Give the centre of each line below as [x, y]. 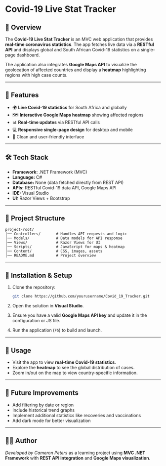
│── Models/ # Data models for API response [64, 238]
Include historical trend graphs [43, 410]
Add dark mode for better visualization [51, 421]
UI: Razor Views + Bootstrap [41, 198]
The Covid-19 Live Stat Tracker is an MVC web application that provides [79, 39]
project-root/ [20, 230]
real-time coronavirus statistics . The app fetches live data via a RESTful [80, 44]
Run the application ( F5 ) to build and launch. [57, 330]
